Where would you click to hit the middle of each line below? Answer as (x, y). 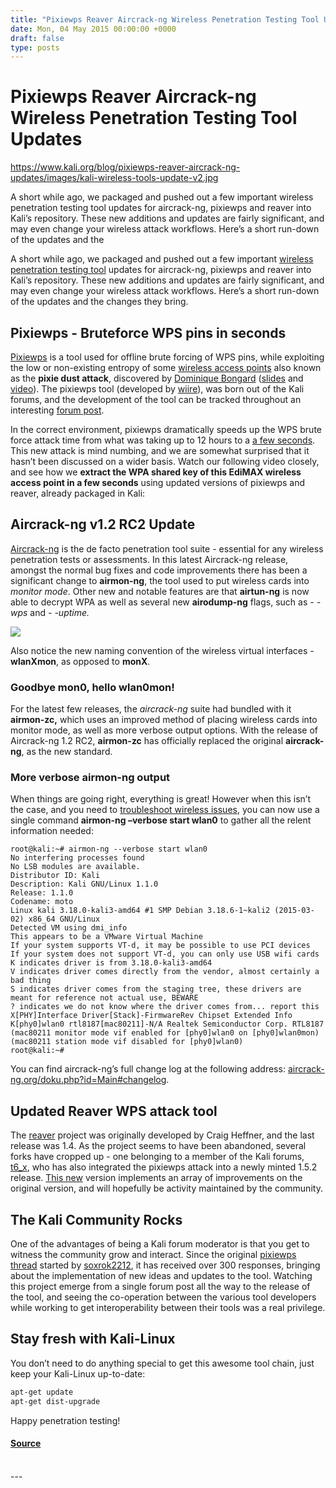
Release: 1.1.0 (42, 893)
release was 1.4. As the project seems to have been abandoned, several (158, 1146)
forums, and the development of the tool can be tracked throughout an (156, 399)
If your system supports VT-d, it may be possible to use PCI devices (160, 946)
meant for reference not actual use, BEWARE (104, 998)
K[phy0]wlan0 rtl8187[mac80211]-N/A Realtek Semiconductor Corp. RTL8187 (167, 1024)
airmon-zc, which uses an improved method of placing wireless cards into (164, 720)
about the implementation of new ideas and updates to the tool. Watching (161, 1276)
